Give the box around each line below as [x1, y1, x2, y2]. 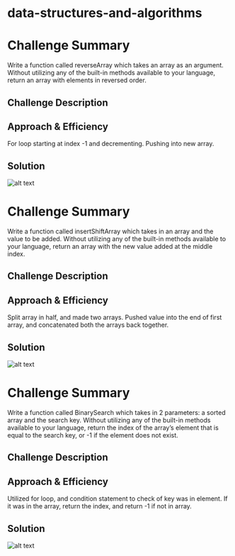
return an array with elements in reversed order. [7, 76, 147, 84]
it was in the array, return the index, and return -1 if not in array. [7, 502, 193, 511]
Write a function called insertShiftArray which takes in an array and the [7, 227, 214, 235]
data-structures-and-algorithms [7, 5, 203, 21]
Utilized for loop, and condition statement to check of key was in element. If [7, 494, 228, 503]
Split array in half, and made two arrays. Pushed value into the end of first [7, 313, 222, 322]
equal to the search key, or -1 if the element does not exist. [7, 431, 178, 440]
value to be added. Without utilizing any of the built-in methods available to [7, 235, 227, 243]
